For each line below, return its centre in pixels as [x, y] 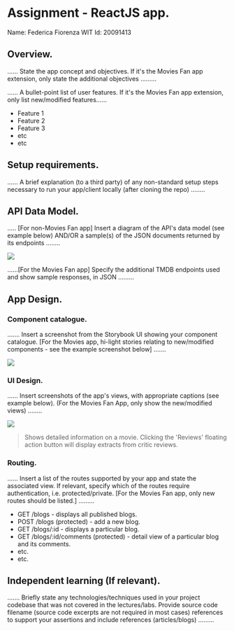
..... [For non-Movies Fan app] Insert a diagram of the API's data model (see [116, 228]
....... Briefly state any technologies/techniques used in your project [104, 597]
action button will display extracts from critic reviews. [101, 445]
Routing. [22, 463]
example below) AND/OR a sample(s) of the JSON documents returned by [114, 235]
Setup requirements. [53, 165]
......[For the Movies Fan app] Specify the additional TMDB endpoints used [114, 270]
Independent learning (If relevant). [84, 581]
